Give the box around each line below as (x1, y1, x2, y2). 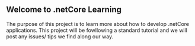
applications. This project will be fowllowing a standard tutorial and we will (6, 27, 188, 34)
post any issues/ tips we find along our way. (6, 32, 114, 40)
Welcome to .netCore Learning (6, 5, 122, 15)
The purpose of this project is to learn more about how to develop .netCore (6, 20, 190, 27)
